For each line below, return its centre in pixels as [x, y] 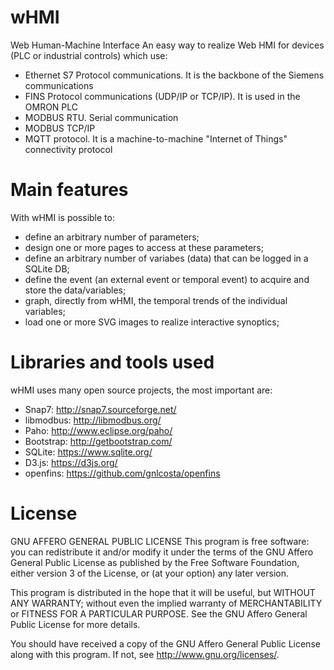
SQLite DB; [47, 268]
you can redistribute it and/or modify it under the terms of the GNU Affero [162, 552]
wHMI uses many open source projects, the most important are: [141, 390]
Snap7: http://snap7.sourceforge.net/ [100, 409]
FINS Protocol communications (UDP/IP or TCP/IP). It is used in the [162, 96]
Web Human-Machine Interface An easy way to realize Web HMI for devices [167, 45]
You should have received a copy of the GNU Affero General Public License [165, 643]
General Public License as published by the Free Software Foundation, [155, 562]
